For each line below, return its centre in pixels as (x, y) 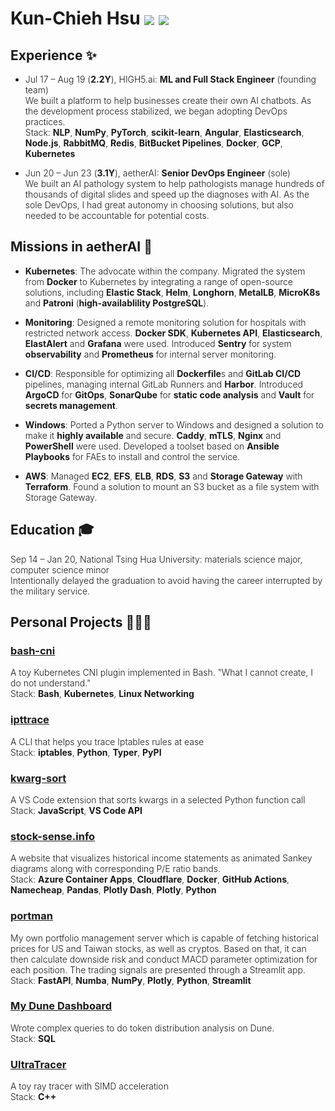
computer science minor (60, 569)
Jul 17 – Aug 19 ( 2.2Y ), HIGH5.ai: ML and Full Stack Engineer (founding (170, 79)
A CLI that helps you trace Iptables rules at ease (107, 741)
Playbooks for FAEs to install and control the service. (132, 456)
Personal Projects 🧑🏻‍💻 (81, 622)
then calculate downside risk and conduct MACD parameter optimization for (164, 959)
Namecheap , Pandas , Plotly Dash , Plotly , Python (113, 890)
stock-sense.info (53, 836)
